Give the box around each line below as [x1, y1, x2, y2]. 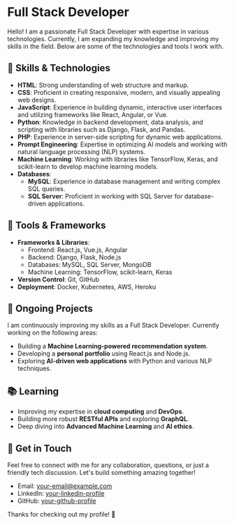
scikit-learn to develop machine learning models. [17, 162, 159, 171]
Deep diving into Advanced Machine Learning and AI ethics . [17, 423, 194, 431]
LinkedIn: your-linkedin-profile [17, 489, 105, 497]
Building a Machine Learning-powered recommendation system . [17, 342, 208, 351]
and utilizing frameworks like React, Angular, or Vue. [17, 110, 168, 119]
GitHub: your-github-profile [17, 496, 96, 505]
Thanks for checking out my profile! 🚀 [7, 510, 116, 518]
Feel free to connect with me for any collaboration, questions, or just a [7, 461, 210, 469]
